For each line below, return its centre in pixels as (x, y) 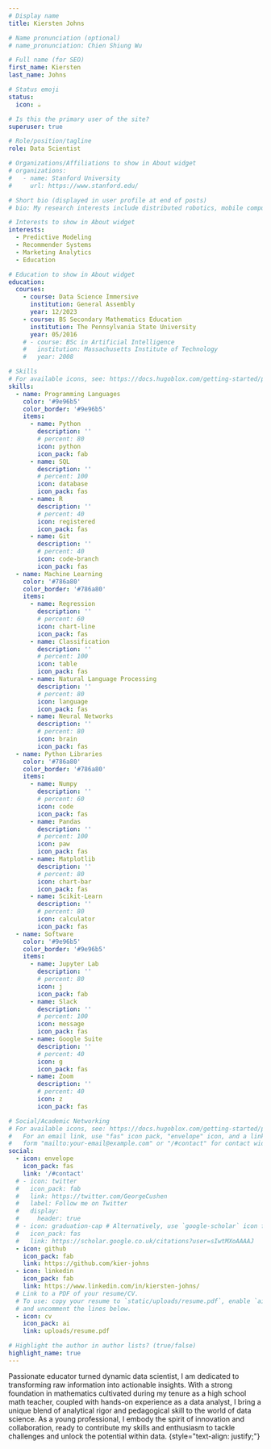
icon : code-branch (68, 559)
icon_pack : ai (46, 1324)
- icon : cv (34, 1316)
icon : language (63, 702)
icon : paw (54, 844)
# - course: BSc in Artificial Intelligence (99, 342)
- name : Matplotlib (62, 859)
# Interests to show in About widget (72, 223)
